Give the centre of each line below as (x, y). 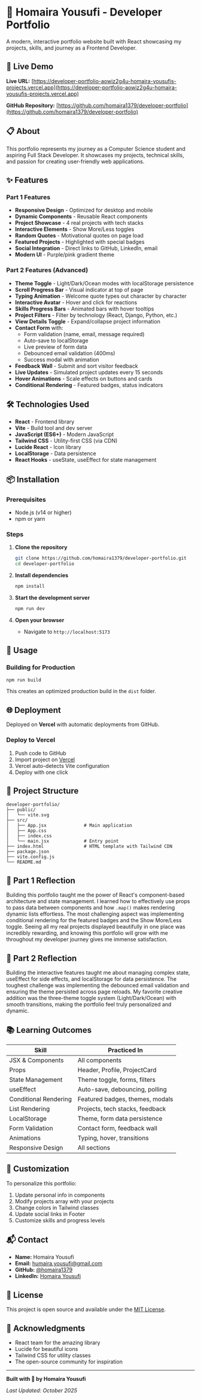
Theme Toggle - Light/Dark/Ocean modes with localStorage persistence (104, 283)
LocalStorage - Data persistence (56, 453)
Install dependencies (42, 575)
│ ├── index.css (29, 836)
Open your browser (39, 620)
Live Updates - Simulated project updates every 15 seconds (89, 372)
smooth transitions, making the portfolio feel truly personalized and (89, 1004)
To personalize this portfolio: (41, 1183)
